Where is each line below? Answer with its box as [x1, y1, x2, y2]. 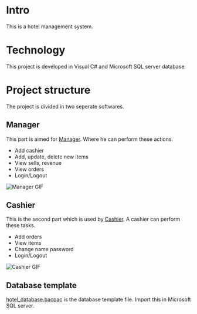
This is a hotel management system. [6, 23, 93, 30]
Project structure [6, 83, 91, 97]
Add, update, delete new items [14, 153, 89, 160]
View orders [14, 166, 44, 173]
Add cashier [14, 147, 45, 154]
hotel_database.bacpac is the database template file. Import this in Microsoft [6, 296, 191, 303]
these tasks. [6, 222, 36, 229]
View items [14, 239, 42, 247]
